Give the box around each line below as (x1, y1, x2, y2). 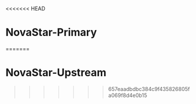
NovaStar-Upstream (5, 66, 107, 79)
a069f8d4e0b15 (108, 92, 148, 99)
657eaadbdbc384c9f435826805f (108, 85, 190, 92)
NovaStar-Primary (5, 26, 97, 39)
